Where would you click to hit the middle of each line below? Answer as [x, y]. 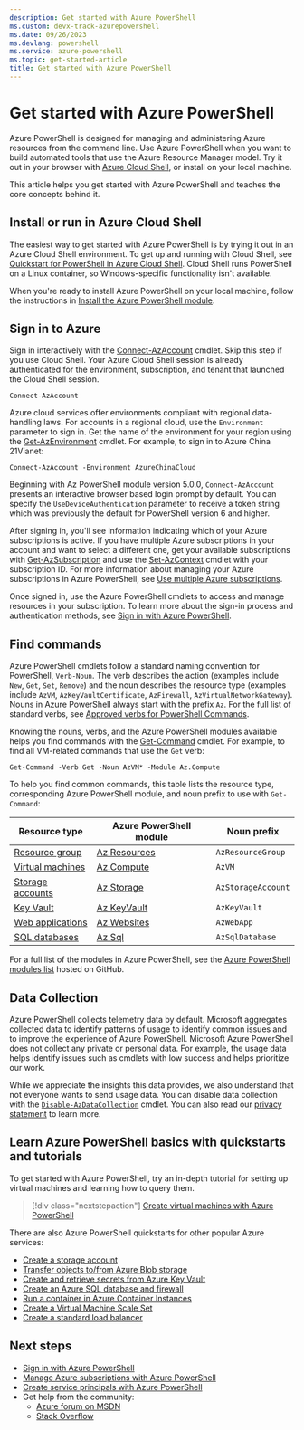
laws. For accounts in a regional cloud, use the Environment [154, 423]
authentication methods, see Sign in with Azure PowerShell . [121, 615]
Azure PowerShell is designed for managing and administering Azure [138, 138]
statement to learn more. [55, 1114]
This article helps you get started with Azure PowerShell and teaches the [145, 184]
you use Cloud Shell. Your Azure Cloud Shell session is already [127, 360]
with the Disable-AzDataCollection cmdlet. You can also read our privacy [146, 1104]
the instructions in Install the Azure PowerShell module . [112, 300]
